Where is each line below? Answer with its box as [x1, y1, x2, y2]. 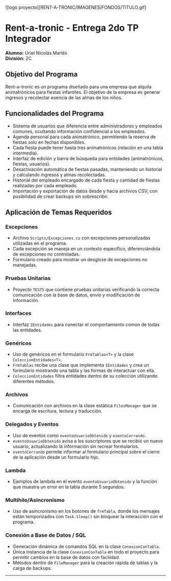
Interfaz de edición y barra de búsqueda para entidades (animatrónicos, [12, 155, 164, 161]
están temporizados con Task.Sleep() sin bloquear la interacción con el [12, 514, 163, 520]
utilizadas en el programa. [12, 240, 67, 246]
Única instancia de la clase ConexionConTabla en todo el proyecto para [12, 548, 159, 555]
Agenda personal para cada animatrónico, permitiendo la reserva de [12, 134, 156, 140]
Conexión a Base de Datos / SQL [5, 532, 87, 539]
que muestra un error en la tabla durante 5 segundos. [12, 484, 125, 490]
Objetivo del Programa [5, 70, 78, 79]
